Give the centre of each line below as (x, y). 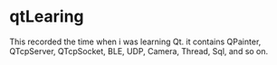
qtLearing (47, 17)
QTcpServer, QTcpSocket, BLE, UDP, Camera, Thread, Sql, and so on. (139, 51)
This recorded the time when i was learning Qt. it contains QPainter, (135, 42)
